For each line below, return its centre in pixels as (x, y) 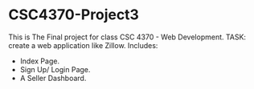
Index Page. (40, 61)
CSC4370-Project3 (74, 15)
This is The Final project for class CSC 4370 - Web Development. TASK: (127, 37)
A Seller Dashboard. (53, 78)
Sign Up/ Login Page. (55, 69)
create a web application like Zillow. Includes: (83, 45)
